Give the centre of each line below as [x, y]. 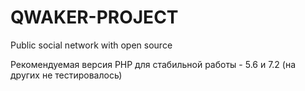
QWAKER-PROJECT [94, 17]
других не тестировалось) [66, 75]
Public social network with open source [91, 45]
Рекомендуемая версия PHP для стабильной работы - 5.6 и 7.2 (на [153, 64]
